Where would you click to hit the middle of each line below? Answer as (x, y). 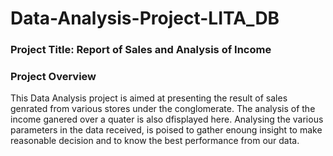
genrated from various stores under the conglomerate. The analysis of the (163, 109)
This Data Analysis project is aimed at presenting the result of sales (149, 98)
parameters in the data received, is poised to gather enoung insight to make (166, 130)
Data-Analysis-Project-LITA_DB (145, 18)
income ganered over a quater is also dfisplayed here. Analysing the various (167, 119)
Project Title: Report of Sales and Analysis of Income (141, 50)
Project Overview (53, 77)
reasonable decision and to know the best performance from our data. (155, 141)
